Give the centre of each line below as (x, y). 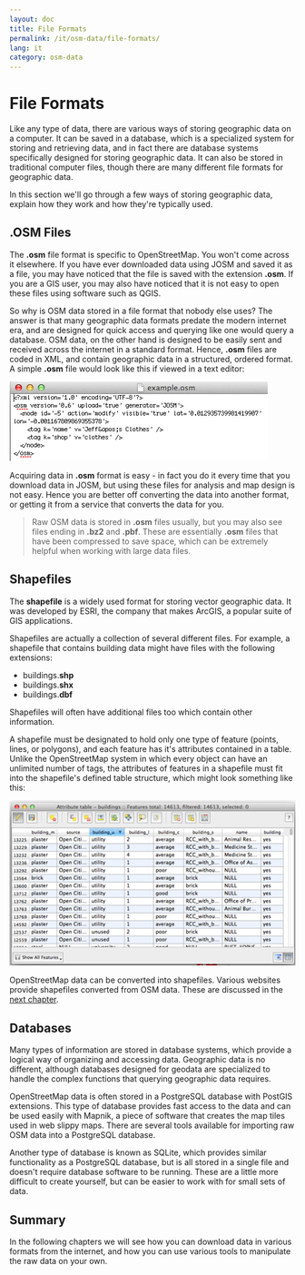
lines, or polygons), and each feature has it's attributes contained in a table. (151, 748)
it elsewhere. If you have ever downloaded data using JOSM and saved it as (151, 264)
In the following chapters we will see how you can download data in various (151, 1242)
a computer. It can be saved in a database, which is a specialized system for (152, 138)
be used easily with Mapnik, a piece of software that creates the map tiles (148, 1116)
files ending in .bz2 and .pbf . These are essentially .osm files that (155, 531)
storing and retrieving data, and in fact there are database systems (134, 148)
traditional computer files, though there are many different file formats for (147, 167)
